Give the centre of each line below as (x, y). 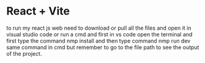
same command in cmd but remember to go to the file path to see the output (103, 47)
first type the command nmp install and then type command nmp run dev (99, 41)
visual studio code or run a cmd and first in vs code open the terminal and (99, 34)
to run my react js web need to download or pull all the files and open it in (99, 28)
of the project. (24, 53)
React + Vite (38, 11)
